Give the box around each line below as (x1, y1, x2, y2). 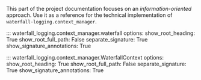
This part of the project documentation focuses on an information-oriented (6, 5, 192, 12)
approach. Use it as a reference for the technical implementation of (6, 11, 173, 19)
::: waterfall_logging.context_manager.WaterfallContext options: (6, 54, 164, 61)
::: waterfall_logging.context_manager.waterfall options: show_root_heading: (6, 29, 196, 37)
